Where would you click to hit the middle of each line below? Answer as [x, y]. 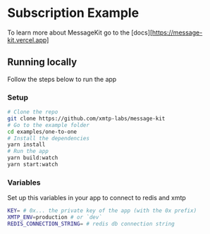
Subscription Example [73, 13]
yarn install [26, 145]
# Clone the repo [33, 112]
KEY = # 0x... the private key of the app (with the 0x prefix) [102, 211]
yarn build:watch [33, 158]
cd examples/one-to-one [42, 132]
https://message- [177, 32]
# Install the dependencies [49, 138]
